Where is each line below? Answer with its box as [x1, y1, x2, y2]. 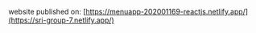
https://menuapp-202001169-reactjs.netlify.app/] [85, 7, 248, 16]
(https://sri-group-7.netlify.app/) [8, 15, 114, 25]
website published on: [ [8, 7, 86, 16]
